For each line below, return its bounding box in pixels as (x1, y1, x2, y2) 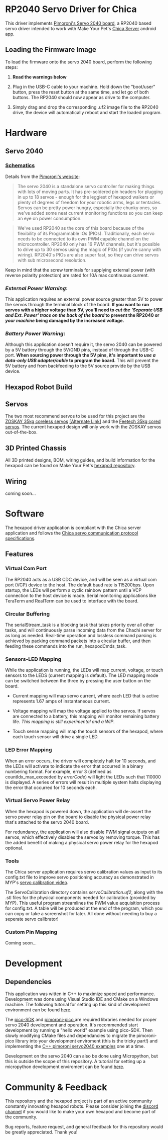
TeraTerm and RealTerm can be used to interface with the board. (5, 597, 139, 604)
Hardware (5, 127, 47, 138)
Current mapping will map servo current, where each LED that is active (12, 693, 159, 699)
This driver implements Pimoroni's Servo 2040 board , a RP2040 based (5, 20, 152, 26)
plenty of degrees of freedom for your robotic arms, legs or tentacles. (17, 199, 162, 205)
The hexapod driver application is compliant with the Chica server (5, 524, 141, 531)
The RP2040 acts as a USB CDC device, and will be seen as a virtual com (5, 576, 157, 582)
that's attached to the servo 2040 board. (5, 819, 89, 825)
